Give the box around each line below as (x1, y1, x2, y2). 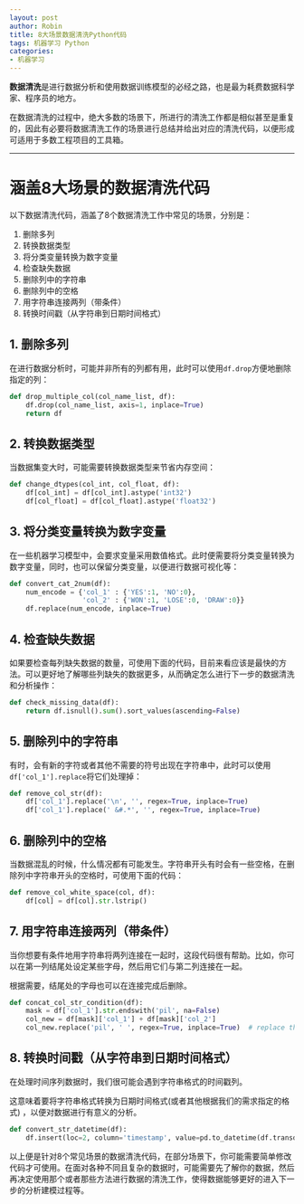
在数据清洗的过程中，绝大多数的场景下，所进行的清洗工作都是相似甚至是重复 (9, 112, 295, 122)
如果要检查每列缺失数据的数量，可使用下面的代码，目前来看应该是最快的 (9, 657, 279, 668)
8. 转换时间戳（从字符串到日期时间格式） (9, 1050, 238, 1066)
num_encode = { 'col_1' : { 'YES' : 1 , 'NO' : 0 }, (25, 587, 196, 597)
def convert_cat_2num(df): (9, 579, 111, 588)
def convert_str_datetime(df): (9, 1124, 128, 1133)
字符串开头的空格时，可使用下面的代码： (33, 869, 184, 880)
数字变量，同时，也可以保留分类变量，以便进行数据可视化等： (9, 561, 240, 572)
